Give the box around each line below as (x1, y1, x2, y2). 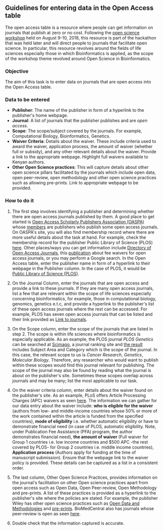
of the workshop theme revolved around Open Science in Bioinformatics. (5, 56, 151, 61)
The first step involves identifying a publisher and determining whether (12, 208, 154, 214)
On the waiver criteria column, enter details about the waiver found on (12, 387, 153, 393)
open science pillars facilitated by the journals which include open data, (12, 169, 156, 175)
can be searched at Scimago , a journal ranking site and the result (12, 341, 143, 347)
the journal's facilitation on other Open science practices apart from (12, 479, 148, 485)
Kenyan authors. (12, 159, 45, 165)
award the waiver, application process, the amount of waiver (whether (12, 143, 153, 149)
